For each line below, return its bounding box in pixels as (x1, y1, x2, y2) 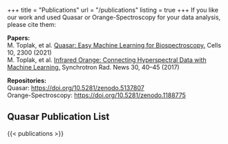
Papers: (7, 34, 30, 42)
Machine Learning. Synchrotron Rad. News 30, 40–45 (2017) (7, 63, 180, 71)
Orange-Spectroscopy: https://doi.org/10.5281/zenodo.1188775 (7, 91, 187, 99)
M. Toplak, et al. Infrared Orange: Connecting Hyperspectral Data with (7, 56, 207, 64)
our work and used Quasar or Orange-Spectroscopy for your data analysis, (7, 13, 221, 21)
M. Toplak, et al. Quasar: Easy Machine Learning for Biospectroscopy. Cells (7, 41, 222, 49)
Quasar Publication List (7, 111, 110, 123)
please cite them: (7, 21, 57, 28)
